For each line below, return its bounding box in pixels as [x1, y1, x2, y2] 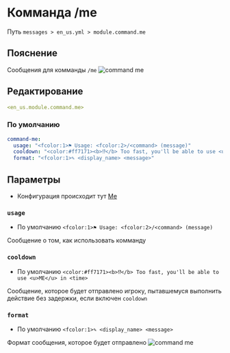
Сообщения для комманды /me [7, 65, 97, 73]
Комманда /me [7, 5, 97, 21]
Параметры [7, 174, 61, 185]
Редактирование [7, 86, 84, 98]
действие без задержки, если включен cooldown [7, 294, 148, 302]
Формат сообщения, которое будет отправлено [7, 338, 147, 346]
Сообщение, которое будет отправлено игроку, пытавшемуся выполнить [7, 286, 222, 295]
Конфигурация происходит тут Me [16, 192, 118, 201]
